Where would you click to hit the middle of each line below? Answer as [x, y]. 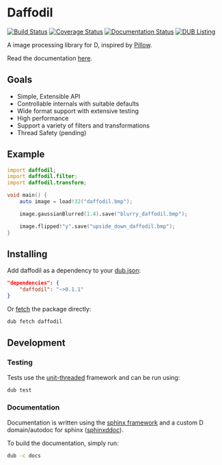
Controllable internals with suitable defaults [78, 104]
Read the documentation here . [50, 58]
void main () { [27, 195]
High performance [43, 118]
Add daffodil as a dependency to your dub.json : [74, 271]
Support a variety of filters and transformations [83, 126]
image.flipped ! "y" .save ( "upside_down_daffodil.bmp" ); [97, 226]
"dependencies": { [33, 283]
